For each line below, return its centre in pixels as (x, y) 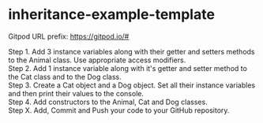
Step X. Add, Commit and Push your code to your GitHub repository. (119, 110)
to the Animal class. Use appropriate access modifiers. (97, 60)
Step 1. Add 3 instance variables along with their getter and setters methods (131, 51)
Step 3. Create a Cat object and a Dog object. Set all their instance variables (131, 85)
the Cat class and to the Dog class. (65, 76)
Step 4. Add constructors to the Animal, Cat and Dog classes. (108, 102)
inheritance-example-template (112, 15)
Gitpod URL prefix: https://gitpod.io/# (69, 36)
